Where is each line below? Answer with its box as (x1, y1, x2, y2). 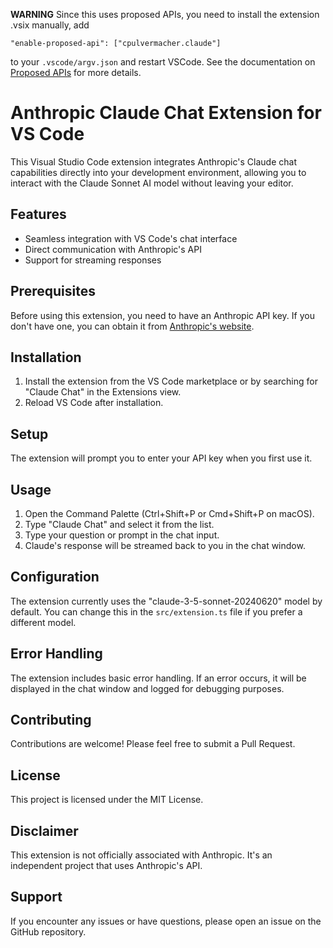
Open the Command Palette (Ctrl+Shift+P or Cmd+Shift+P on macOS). (24, 508, 315, 519)
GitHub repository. (10, 925, 87, 938)
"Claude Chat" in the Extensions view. (24, 386, 182, 398)
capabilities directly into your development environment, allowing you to (10, 166, 307, 178)
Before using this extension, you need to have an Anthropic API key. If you (10, 309, 315, 321)
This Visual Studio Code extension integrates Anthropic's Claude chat (10, 155, 297, 168)
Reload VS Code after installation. (24, 397, 164, 409)
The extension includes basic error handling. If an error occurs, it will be (10, 672, 307, 684)
